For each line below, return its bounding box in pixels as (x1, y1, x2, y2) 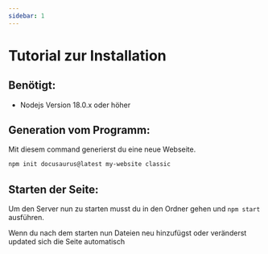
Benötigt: (8, 78, 56, 93)
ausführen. (8, 213, 44, 223)
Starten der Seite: (8, 182, 99, 196)
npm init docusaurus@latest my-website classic (8, 160, 171, 169)
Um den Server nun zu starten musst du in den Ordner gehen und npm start (8, 204, 261, 214)
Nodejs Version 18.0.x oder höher (19, 100, 131, 110)
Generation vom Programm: (8, 123, 150, 137)
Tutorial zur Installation (8, 46, 167, 65)
